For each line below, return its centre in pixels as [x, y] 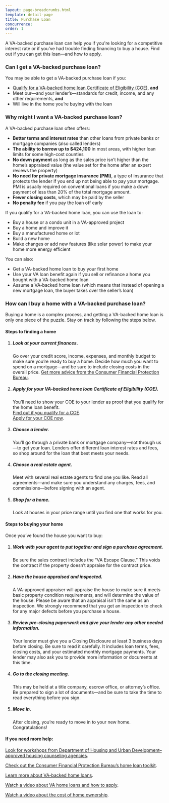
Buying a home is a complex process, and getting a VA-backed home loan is [84, 315]
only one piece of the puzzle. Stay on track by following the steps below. [81, 320]
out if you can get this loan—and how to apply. [53, 54]
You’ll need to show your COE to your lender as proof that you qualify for [88, 402]
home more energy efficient [41, 249]
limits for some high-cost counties [48, 154]
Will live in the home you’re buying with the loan [62, 104]
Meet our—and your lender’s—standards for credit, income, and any [83, 93]
